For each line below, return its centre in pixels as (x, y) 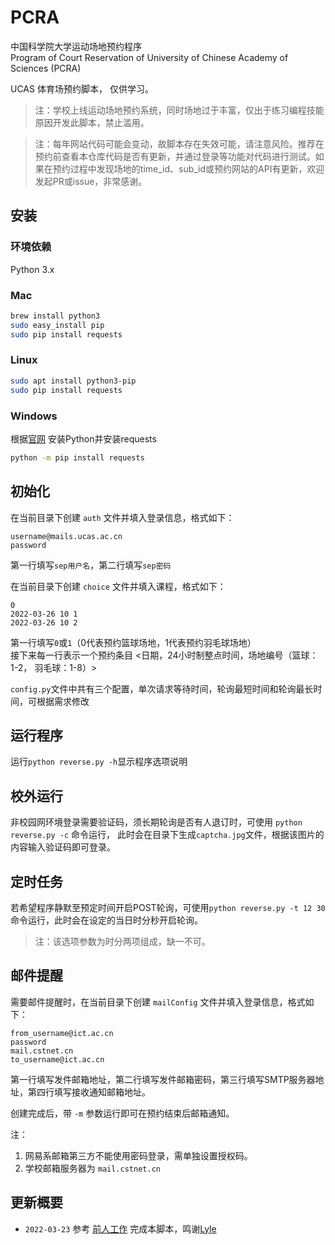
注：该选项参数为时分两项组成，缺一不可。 (122, 942)
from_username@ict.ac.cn (62, 1033)
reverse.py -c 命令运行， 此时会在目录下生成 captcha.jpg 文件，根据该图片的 (167, 835)
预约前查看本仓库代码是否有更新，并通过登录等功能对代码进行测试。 (175, 156)
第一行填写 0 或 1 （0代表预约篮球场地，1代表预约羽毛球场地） (133, 642)
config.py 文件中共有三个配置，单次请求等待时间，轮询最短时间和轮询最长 (162, 688)
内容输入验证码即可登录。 (63, 847)
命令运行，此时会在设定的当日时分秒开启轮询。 (106, 920)
